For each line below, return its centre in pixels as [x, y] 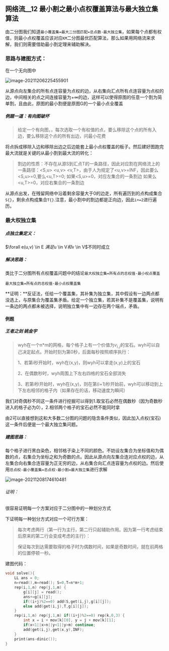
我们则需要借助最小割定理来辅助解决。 [54, 44]
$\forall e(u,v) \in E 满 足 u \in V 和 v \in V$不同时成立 [58, 247]
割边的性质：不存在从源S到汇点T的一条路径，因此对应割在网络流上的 [89, 164]
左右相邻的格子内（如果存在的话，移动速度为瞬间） [75, 390]
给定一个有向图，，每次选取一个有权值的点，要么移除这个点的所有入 [87, 130]
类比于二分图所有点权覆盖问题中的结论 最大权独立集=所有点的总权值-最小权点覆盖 [83, 273]
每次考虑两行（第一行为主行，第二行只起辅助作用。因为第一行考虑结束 [90, 530]
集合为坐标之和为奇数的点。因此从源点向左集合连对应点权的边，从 [95, 457]
